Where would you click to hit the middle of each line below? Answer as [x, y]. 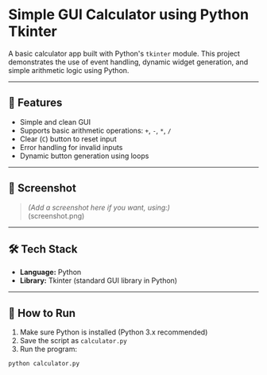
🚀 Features [35, 103]
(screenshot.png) [56, 215]
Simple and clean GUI [55, 122]
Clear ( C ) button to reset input [68, 139]
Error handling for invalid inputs [71, 147]
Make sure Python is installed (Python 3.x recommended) [114, 332]
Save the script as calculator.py [73, 341]
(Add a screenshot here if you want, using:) [99, 207]
